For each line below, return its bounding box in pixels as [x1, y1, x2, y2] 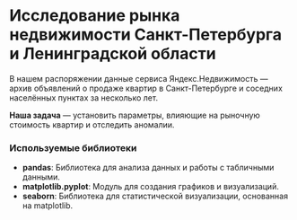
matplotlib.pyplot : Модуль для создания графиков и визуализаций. [22, 181, 280, 192]
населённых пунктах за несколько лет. [9, 92, 159, 103]
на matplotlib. [22, 200, 74, 211]
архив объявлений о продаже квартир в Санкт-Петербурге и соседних [9, 83, 283, 93]
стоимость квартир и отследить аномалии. [9, 119, 175, 130]
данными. [22, 172, 61, 182]
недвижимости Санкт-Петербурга [9, 24, 283, 45]
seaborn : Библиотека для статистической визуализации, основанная [22, 190, 289, 202]
